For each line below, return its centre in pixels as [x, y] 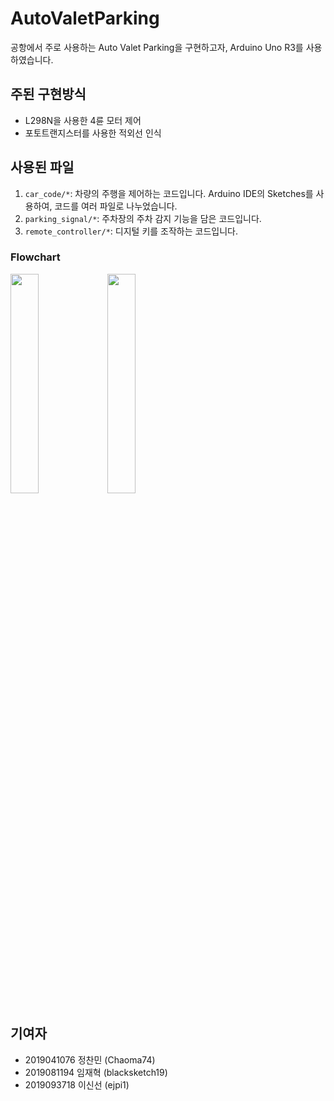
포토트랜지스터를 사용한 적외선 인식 [93, 133]
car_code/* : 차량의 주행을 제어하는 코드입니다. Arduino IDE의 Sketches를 [169, 193]
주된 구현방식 [48, 94]
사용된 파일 [42, 167]
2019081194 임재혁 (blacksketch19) [96, 1072]
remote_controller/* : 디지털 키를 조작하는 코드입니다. [131, 231]
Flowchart [35, 257]
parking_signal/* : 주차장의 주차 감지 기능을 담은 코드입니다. [143, 218]
